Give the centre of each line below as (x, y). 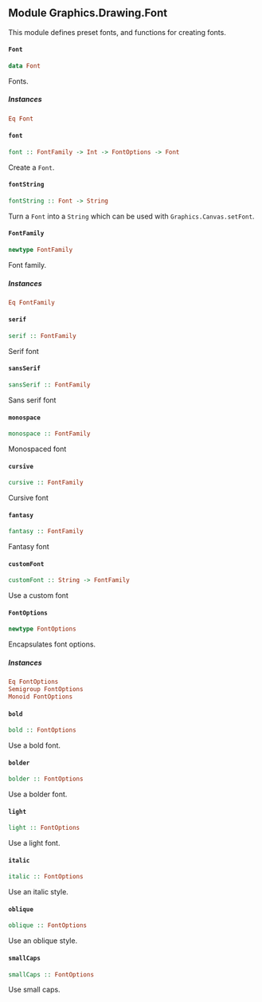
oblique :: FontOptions (48, 925)
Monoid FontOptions (41, 697)
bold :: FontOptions (43, 730)
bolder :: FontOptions (46, 779)
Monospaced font (37, 449)
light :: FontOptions (44, 828)
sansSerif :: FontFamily (49, 385)
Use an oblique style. (43, 941)
